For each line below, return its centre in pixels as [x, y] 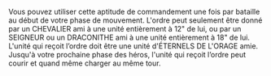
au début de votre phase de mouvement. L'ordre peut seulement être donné [135, 20]
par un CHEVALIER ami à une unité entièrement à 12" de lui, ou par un [125, 29]
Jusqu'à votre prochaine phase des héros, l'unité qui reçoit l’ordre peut [127, 55]
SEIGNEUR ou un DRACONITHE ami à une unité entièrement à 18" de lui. [129, 37]
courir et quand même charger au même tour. [85, 63]
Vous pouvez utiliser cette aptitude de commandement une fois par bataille [134, 12]
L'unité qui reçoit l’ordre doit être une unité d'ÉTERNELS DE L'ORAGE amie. [133, 46]
